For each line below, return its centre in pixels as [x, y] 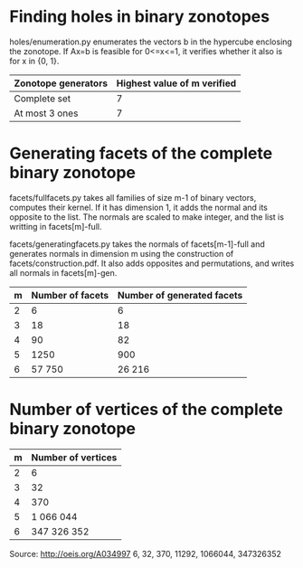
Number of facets [70, 295]
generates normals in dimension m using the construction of [122, 253]
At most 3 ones [46, 113]
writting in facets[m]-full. [56, 226]
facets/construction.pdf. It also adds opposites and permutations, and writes [152, 263]
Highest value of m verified [176, 83]
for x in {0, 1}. [34, 61]
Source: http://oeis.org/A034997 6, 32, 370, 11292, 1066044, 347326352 [146, 554]
